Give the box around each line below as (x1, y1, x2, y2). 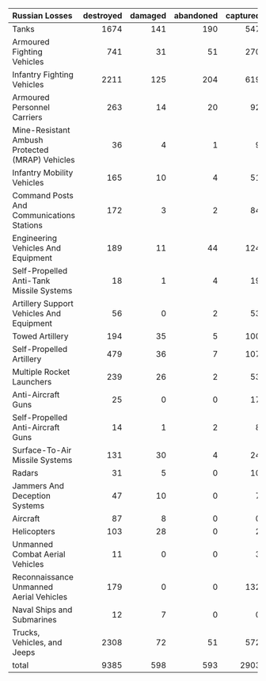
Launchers (12, 377, 52, 387)
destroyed (82, 10, 123, 21)
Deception (12, 491, 51, 501)
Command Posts (12, 190, 74, 201)
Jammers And (12, 480, 65, 491)
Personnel (12, 102, 50, 113)
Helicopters (12, 526, 55, 537)
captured (225, 10, 261, 21)
